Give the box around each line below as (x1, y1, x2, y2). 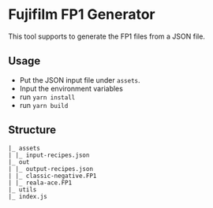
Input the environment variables (19, 84, 124, 93)
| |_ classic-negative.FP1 (8, 172, 97, 180)
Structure (8, 124, 57, 137)
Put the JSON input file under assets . (19, 75, 140, 84)
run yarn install (19, 92, 76, 102)
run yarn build (19, 100, 69, 110)
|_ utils (8, 185, 37, 194)
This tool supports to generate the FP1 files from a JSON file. (8, 32, 205, 41)
